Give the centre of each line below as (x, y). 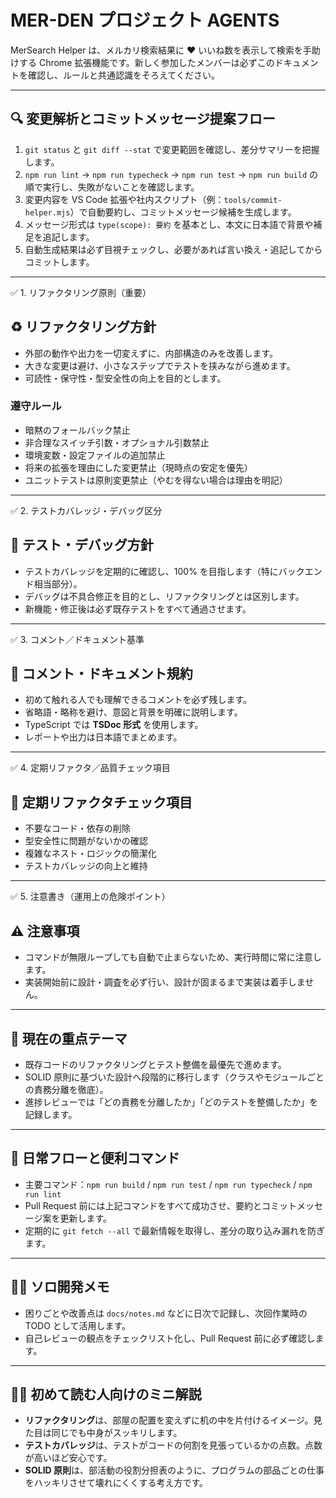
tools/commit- (253, 200)
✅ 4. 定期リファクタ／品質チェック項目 (90, 768)
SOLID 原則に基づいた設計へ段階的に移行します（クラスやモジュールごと (174, 1077)
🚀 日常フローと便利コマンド (95, 1158)
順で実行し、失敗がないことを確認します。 (112, 187)
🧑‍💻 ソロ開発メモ (60, 1287)
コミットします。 (59, 262)
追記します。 (68, 237)
